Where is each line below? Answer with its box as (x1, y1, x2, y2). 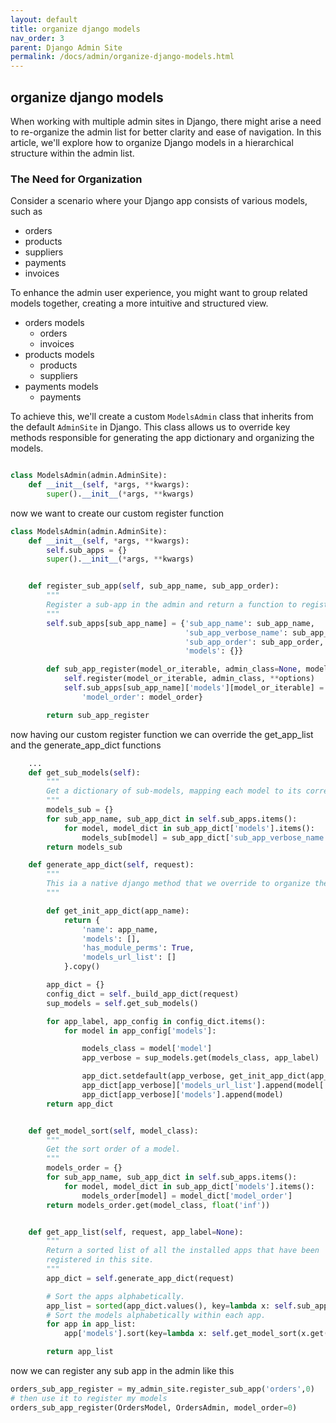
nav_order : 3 (10, 33, 65, 43)
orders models (24, 317, 85, 329)
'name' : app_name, (81, 924, 159, 935)
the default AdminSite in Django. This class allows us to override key (10, 421, 291, 433)
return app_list (46, 1347, 114, 1357)
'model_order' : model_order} (81, 692, 203, 702)
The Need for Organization (10, 172, 143, 186)
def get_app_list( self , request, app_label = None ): (28, 1227, 244, 1237)
